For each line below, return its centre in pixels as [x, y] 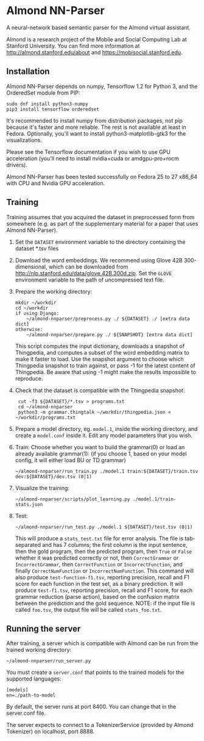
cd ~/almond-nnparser [45, 407]
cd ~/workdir [32, 308]
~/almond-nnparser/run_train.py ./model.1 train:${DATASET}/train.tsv [107, 471]
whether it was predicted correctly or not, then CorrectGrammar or [97, 558]
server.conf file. [26, 713]
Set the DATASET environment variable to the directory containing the [100, 242]
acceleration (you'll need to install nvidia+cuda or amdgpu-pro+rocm [93, 158]
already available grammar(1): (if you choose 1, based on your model [101, 454]
